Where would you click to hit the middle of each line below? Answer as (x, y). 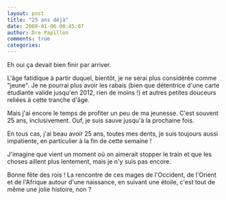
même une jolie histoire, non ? (49, 189)
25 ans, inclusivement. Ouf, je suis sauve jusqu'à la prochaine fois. (101, 120)
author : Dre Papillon (38, 33)
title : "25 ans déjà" (38, 20)
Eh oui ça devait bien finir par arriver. (59, 65)
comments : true (29, 39)
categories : (24, 45)
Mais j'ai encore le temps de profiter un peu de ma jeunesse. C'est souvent (113, 113)
